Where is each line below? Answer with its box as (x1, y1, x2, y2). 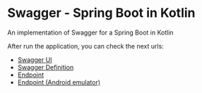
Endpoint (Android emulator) (17, 77, 101, 86)
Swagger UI (17, 55, 52, 64)
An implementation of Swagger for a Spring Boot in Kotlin (7, 28, 174, 37)
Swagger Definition (17, 63, 74, 71)
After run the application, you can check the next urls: (7, 42, 164, 50)
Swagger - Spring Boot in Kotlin (7, 5, 196, 21)
